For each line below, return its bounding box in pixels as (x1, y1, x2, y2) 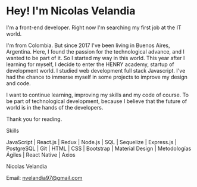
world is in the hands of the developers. (6, 104, 104, 111)
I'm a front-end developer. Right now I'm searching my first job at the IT (6, 24, 182, 31)
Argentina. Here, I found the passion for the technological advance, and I (6, 48, 185, 55)
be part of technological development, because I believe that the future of (6, 97, 187, 105)
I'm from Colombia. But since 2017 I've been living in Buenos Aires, (6, 42, 171, 49)
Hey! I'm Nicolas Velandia (6, 4, 136, 18)
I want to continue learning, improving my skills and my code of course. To (6, 91, 189, 98)
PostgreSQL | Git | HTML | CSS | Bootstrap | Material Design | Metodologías (6, 145, 192, 152)
